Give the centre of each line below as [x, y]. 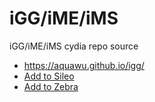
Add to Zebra [51, 86]
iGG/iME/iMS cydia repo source [74, 46]
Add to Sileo [49, 76]
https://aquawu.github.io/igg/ [84, 65]
